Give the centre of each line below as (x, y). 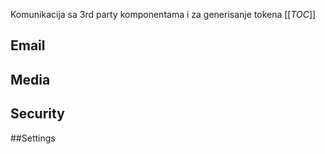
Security (37, 114)
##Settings (33, 138)
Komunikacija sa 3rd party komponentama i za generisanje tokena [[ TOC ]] (163, 14)
